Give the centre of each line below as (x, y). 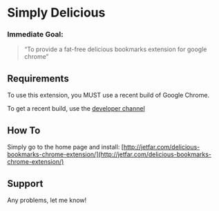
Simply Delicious (56, 13)
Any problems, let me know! (47, 200)
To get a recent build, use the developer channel (76, 109)
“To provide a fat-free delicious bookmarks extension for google (115, 49)
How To (24, 130)
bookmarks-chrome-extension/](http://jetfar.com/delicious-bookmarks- (109, 154)
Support (25, 184)
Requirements (38, 79)
